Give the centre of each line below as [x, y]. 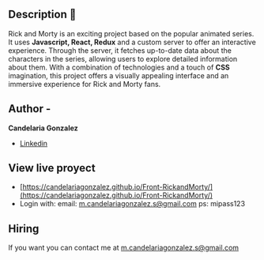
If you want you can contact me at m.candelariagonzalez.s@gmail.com [124, 248]
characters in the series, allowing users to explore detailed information [123, 58]
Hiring [24, 229]
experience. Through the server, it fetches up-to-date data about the [120, 50]
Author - [30, 109]
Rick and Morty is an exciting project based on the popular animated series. [131, 33]
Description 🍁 [42, 15]
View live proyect [52, 168]
